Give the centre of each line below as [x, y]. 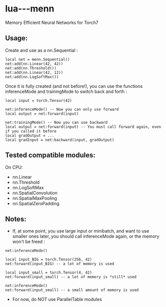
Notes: [16, 219]
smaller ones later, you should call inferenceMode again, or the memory [86, 236]
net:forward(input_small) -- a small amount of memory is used [72, 290]
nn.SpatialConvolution [35, 193]
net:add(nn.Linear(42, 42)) [34, 64]
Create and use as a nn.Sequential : [41, 50]
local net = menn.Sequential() [38, 59]
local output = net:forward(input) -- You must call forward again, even [83, 127]
